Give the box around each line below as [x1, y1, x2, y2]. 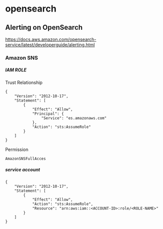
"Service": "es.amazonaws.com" [41, 115, 107, 121]
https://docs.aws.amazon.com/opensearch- [5, 36, 97, 42]
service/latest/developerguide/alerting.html [5, 42, 95, 48]
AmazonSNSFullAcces [5, 156, 46, 161]
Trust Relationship [5, 79, 43, 86]
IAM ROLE [5, 66, 27, 73]
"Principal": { [32, 111, 64, 116]
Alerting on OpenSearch [5, 23, 83, 32]
